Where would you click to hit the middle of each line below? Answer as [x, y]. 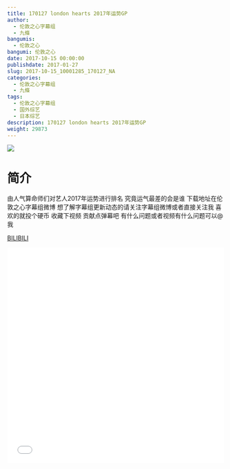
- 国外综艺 [27, 110]
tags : [15, 97]
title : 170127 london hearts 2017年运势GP [67, 13]
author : [18, 20]
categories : [24, 78]
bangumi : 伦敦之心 [32, 52]
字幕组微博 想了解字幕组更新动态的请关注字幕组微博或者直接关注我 [119, 207]
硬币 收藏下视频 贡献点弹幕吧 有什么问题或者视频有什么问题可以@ [130, 216]
